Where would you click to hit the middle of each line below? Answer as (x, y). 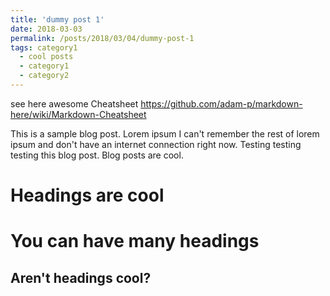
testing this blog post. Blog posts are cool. (97, 155)
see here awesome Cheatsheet (74, 103)
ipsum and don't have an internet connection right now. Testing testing (156, 144)
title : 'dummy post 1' (57, 19)
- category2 (44, 76)
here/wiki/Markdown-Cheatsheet (78, 114)
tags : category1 (44, 47)
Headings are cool (87, 195)
